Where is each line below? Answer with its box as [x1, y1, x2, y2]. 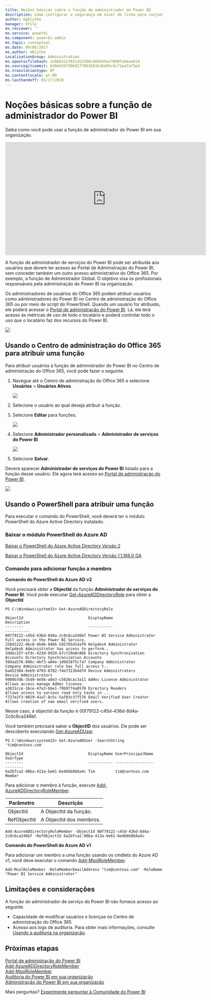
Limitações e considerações [5, 885, 95, 894]
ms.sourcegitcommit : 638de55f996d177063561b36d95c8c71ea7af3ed [5, 63, 140, 68]
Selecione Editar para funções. [12, 412, 77, 418]
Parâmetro [9, 799, 35, 806]
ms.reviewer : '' [5, 26, 39, 31]
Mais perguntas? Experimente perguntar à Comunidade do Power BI [5, 988, 146, 994]
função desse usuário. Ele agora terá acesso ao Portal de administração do [5, 471, 160, 477]
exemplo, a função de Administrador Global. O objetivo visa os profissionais [5, 275, 162, 281]
